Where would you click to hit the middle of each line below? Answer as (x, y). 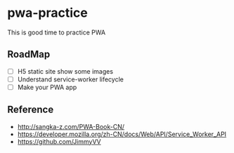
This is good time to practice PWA (57, 32)
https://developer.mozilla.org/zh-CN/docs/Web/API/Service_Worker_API (122, 134)
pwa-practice (47, 13)
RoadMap (29, 54)
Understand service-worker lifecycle (71, 79)
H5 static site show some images (65, 71)
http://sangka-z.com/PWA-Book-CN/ (71, 126)
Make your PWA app (47, 87)
